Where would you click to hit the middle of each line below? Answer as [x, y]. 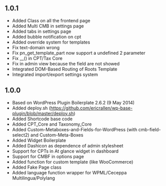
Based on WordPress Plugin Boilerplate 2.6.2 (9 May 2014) [73, 102]
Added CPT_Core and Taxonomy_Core [52, 124]
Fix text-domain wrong [36, 47]
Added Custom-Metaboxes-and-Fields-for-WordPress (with [75, 129]
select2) [21, 135]
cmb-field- [150, 129]
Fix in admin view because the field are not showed [66, 63]
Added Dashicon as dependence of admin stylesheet [68, 145]
